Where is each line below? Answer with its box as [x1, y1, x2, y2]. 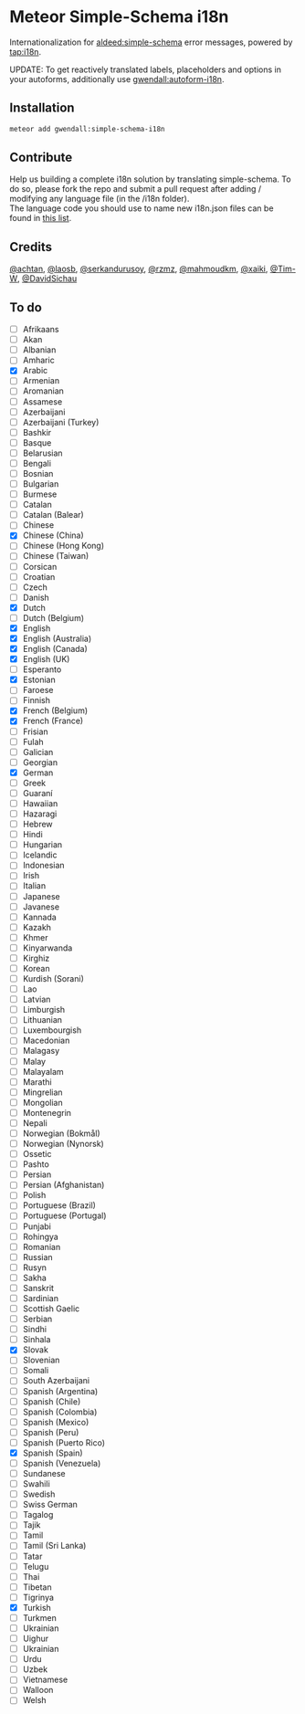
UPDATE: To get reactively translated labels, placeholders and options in [9, 64, 281, 75]
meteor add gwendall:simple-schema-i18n [9, 124, 166, 133]
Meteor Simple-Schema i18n [9, 6, 229, 27]
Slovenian [22, 1354, 60, 1366]
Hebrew [22, 819, 53, 830]
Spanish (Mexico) [22, 1416, 89, 1427]
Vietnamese [22, 1674, 68, 1686]
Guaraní [22, 787, 53, 798]
